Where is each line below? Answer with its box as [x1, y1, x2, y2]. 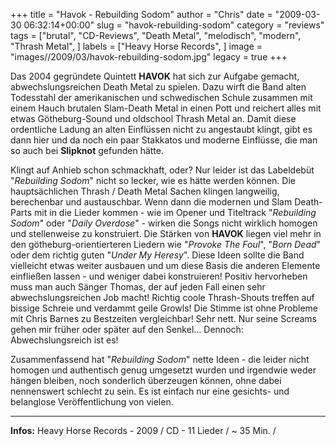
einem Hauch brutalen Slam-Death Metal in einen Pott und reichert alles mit [10, 102, 322, 114]
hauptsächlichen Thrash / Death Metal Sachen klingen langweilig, [10, 185, 280, 197]
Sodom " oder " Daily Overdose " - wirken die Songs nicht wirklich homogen [10, 217, 318, 229]
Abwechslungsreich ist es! [10, 334, 119, 346]
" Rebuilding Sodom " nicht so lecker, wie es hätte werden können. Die [10, 175, 296, 186]
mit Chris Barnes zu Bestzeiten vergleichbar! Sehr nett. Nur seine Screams [10, 313, 317, 324]
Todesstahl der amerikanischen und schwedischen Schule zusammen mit [10, 92, 313, 103]
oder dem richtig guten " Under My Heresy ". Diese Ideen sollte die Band [10, 249, 305, 261]
